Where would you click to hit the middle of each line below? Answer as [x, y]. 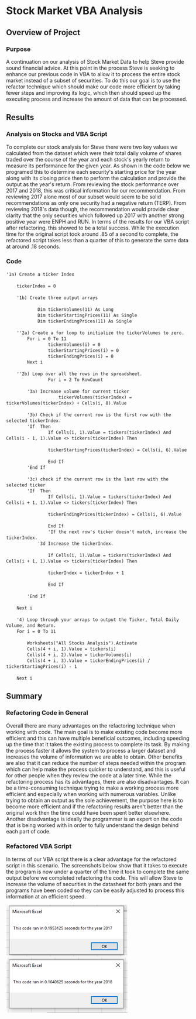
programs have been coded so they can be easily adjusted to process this [95, 890]
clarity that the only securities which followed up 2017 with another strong [95, 215]
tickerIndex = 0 [37, 286]
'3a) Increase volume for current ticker [78, 391]
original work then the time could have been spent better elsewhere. [88, 812]
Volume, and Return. [31, 625]
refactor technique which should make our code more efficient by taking [93, 87]
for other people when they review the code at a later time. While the [89, 775]
